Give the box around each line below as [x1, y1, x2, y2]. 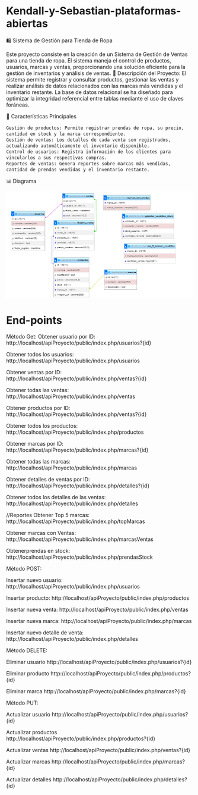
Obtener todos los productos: [6, 422, 78, 430]
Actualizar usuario [6, 711, 50, 718]
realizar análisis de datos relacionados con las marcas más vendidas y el [6, 82, 184, 89]
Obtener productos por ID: [6, 405, 71, 412]
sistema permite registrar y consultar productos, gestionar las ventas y [6, 76, 179, 83]
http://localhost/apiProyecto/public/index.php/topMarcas [6, 518, 145, 525]
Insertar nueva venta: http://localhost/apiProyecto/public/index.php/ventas [6, 606, 189, 614]
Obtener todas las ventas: [6, 387, 69, 394]
